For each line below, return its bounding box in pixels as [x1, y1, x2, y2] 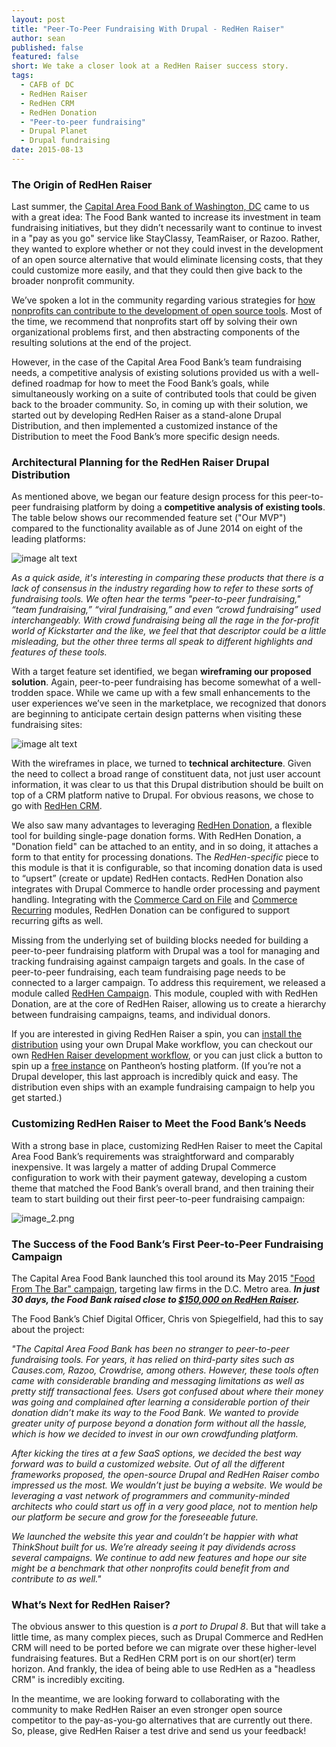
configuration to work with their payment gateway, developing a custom [11, 1171, 308, 1183]
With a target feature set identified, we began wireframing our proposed [11, 666, 312, 678]
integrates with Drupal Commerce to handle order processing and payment [11, 883, 321, 895]
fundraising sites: [11, 719, 83, 731]
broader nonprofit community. [11, 275, 135, 287]
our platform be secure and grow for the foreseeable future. [11, 1511, 259, 1523]
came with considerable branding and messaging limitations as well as [11, 1375, 305, 1387]
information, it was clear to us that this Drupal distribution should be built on [11, 779, 324, 791]
